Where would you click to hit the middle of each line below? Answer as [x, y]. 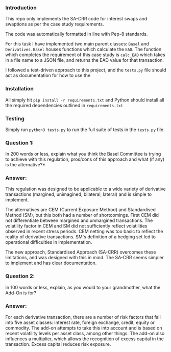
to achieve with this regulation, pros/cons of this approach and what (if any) [85, 159]
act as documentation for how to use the [48, 76]
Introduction [21, 8]
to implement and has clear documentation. [51, 263]
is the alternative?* [26, 165]
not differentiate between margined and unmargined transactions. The [79, 220]
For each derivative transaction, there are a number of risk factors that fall [83, 317]
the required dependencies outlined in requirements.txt [64, 105]
